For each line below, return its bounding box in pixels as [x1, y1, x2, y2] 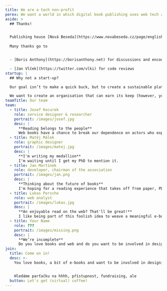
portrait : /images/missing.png [14, 228, 79, 233]
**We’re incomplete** [18, 237, 64, 242]
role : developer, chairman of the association [14, 167, 112, 172]
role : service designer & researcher [14, 112, 92, 117]
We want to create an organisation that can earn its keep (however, [9, 93, 157, 99]
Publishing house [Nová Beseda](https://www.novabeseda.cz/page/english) [9, 34, 166, 40]
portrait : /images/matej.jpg [14, 145, 75, 149]
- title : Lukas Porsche [9, 190, 59, 196]
